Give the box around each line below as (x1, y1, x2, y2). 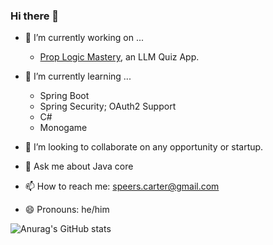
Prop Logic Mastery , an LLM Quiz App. (39, 51, 200, 63)
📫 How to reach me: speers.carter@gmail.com (24, 180, 220, 193)
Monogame (39, 122, 88, 134)
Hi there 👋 (10, 9, 60, 23)
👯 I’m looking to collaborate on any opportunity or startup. (24, 141, 264, 153)
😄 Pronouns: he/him (24, 204, 110, 216)
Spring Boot (39, 90, 90, 102)
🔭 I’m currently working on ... (24, 32, 144, 44)
